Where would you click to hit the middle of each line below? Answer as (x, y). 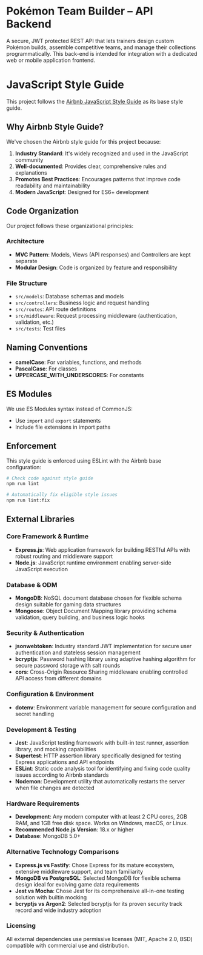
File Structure (27, 283)
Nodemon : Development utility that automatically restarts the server (100, 781)
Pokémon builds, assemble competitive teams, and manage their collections (101, 47)
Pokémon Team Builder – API (80, 11)
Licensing (21, 926)
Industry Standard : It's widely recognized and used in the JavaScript (101, 153)
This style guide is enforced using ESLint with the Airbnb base (84, 461)
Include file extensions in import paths (63, 427)
